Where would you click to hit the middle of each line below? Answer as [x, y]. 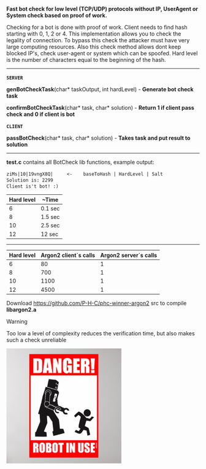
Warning [17, 322]
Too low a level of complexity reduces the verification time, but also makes [101, 333]
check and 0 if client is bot [41, 114]
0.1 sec [50, 208]
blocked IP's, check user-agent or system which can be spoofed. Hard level [102, 53]
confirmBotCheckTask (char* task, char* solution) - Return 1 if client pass [100, 108]
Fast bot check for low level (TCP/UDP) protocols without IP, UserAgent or [102, 9]
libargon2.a [21, 310]
